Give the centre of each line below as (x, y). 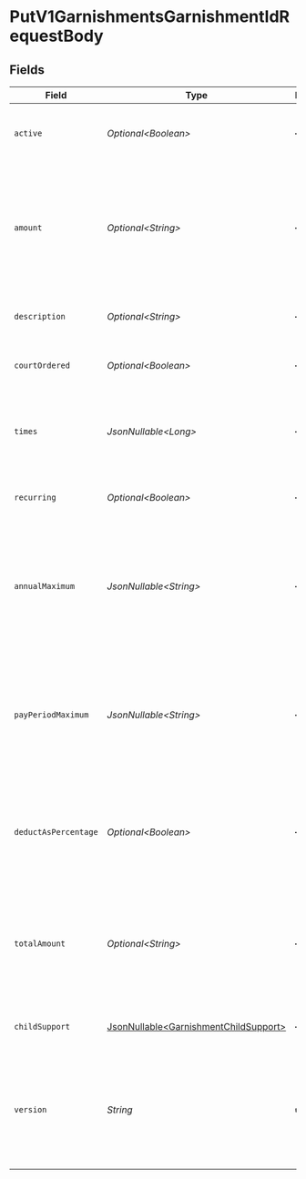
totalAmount (40, 944)
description (40, 316)
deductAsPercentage (56, 832)
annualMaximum (45, 586)
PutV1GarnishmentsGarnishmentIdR (149, 17)
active (28, 133)
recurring (35, 498)
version (31, 1109)
